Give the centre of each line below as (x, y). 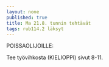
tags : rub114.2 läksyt (35, 29)
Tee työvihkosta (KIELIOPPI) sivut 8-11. (55, 57)
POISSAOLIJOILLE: (30, 46)
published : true (27, 18)
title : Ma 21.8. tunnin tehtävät (49, 23)
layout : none (23, 12)
